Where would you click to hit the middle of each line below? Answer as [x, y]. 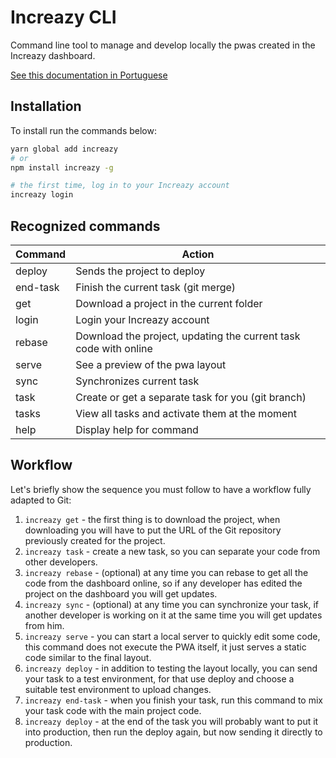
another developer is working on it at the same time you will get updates [173, 615]
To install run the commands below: [83, 130]
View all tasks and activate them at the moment [186, 413]
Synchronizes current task [137, 381]
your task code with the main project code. [113, 710]
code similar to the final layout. [88, 657]
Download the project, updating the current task [188, 336]
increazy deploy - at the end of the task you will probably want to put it [171, 721]
